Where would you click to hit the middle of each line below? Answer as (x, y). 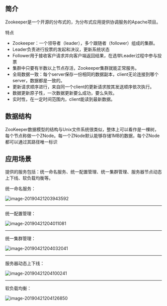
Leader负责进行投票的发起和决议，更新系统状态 (61, 49)
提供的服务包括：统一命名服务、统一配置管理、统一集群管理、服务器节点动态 (83, 172)
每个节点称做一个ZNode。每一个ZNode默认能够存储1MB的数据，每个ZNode (83, 136)
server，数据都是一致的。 (39, 80)
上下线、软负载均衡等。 (29, 178)
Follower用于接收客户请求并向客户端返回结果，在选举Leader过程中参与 (85, 55)
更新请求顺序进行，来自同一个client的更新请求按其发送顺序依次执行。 (83, 87)
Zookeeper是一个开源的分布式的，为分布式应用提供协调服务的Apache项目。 (83, 22)
